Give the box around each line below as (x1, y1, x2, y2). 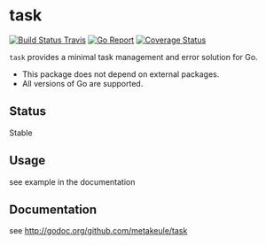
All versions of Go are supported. (21, 78, 144, 88)
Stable (9, 127, 33, 138)
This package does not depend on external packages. (21, 68, 220, 80)
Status (9, 103, 47, 119)
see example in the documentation (9, 176, 136, 187)
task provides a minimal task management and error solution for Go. (9, 51, 259, 62)
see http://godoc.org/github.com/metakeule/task (9, 226, 188, 236)
